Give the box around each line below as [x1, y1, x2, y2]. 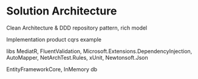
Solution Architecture [6, 4, 117, 18]
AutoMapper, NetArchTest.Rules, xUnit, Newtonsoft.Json [6, 54, 149, 61]
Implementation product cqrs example [6, 36, 102, 43]
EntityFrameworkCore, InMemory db [6, 65, 98, 73]
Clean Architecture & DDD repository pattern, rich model [6, 24, 148, 31]
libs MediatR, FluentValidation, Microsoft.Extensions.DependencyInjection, [6, 47, 193, 55]
